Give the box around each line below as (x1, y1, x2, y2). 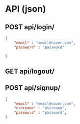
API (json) (5, 3, 46, 15)
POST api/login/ (5, 23, 55, 31)
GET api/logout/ (5, 67, 55, 75)
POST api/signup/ (5, 84, 60, 92)
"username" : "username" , (14, 106, 67, 111)
